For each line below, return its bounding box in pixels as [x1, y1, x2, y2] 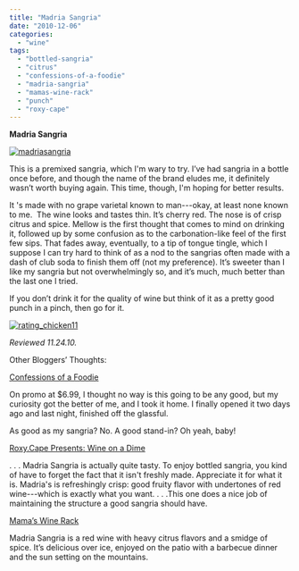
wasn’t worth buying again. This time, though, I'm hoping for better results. [9, 182, 284, 193]
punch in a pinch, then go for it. [9, 303, 125, 314]
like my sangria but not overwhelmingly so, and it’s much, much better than [9, 266, 286, 277]
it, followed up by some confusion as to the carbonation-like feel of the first [9, 229, 287, 239]
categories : [9, 29, 54, 38]
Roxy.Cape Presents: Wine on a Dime [9, 443, 145, 454]
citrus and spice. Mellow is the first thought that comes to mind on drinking [9, 219, 286, 230]
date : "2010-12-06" [9, 21, 82, 30]
